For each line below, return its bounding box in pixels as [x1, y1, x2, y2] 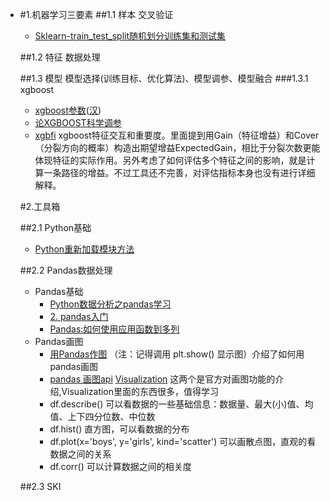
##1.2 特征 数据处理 [19, 51, 101, 63]
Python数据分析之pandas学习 [49, 298, 172, 310]
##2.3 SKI [19, 481, 62, 492]
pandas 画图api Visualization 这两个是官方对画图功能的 [49, 373, 276, 385]
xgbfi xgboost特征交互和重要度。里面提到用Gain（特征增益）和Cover [34, 129, 320, 141]
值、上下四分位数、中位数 [49, 411, 156, 422]
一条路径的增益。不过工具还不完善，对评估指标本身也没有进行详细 [43, 167, 316, 178]
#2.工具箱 [19, 201, 61, 212]
